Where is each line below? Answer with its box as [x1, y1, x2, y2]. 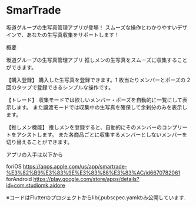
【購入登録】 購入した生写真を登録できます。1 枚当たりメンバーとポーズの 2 [6, 76, 190, 83]
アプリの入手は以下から [6, 151, 63, 158]
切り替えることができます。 [6, 138, 73, 145]
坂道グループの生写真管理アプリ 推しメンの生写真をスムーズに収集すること [6, 56, 188, 63]
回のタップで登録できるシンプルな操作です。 [6, 83, 114, 90]
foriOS [6, 163, 22, 170]
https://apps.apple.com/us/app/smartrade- [22, 163, 128, 170]
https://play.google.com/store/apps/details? [33, 175, 139, 182]
